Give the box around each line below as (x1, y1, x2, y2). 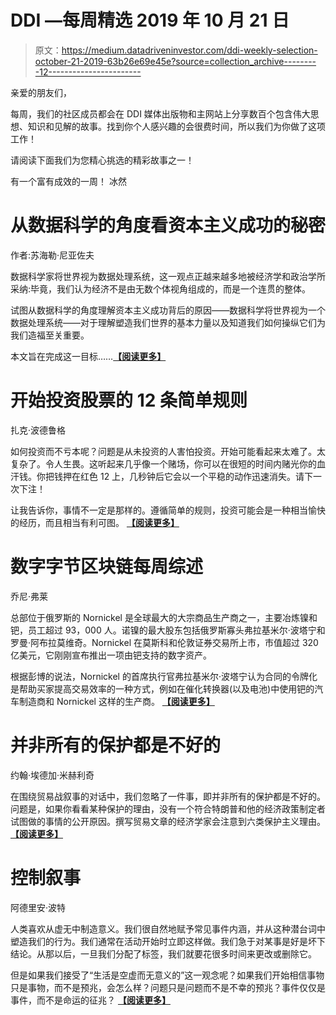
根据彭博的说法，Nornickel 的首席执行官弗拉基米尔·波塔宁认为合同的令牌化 (10, 670, 318, 682)
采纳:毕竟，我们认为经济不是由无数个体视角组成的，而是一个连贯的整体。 (10, 282, 312, 295)
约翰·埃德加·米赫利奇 (10, 769, 95, 781)
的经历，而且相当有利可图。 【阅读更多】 (10, 516, 180, 528)
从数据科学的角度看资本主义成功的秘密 (10, 214, 327, 237)
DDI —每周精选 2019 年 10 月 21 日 (10, 9, 290, 32)
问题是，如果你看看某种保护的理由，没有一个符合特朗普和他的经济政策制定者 (10, 802, 326, 815)
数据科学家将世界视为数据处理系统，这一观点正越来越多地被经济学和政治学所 (10, 270, 326, 282)
